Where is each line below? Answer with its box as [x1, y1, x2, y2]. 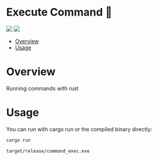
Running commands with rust [6, 84, 79, 92]
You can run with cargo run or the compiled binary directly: [6, 125, 153, 132]
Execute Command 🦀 [6, 5, 112, 19]
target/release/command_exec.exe [6, 148, 90, 154]
